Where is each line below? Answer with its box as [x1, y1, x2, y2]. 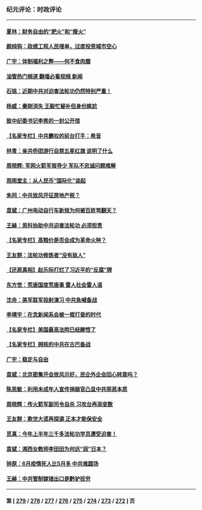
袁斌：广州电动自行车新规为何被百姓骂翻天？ [6, 207, 117, 214]
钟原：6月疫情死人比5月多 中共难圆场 [6, 460, 99, 467]
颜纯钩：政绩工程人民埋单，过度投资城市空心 [6, 43, 117, 50]
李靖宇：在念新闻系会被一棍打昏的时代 [6, 311, 101, 319]
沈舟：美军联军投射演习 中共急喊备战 [6, 296, 97, 303]
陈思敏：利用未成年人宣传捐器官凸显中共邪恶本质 [6, 385, 127, 393]
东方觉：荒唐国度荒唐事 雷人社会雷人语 [6, 281, 103, 288]
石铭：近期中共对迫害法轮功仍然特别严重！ [6, 87, 112, 95]
